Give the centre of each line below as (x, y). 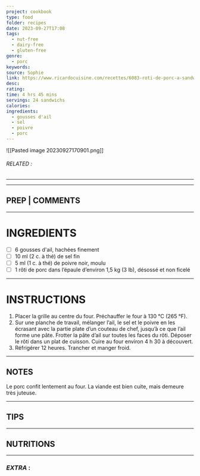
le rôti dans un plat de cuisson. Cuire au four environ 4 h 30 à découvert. (104, 342)
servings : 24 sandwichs (36, 100)
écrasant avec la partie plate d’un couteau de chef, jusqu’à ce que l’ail (100, 329)
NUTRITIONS (31, 444)
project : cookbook (29, 12)
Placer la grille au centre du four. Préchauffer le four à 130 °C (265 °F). (101, 317)
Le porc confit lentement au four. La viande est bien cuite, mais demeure (95, 386)
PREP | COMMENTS (43, 201)
